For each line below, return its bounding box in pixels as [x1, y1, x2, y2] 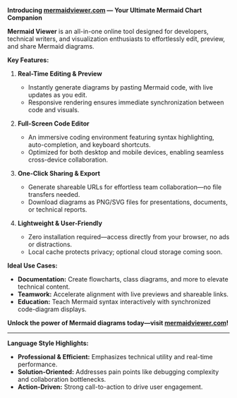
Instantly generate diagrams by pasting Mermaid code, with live [28, 83, 214, 91]
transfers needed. [28, 191, 80, 198]
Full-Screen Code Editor [17, 119, 90, 128]
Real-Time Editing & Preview [17, 70, 102, 78]
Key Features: [7, 56, 49, 64]
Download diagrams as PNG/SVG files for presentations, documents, [28, 198, 228, 206]
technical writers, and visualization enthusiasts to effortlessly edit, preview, [7, 35, 226, 43]
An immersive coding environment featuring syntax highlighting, [28, 133, 214, 141]
